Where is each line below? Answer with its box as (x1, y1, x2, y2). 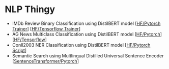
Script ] (12, 47, 26, 53)
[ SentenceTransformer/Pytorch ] (12, 58, 79, 64)
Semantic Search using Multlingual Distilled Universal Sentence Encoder (12, 52, 164, 59)
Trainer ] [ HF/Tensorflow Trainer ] (12, 25, 81, 31)
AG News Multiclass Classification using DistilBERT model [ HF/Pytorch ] (12, 31, 162, 37)
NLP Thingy (5, 4, 55, 15)
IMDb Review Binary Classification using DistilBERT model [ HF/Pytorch (12, 20, 161, 26)
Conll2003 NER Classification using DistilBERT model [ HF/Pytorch (12, 42, 151, 48)
